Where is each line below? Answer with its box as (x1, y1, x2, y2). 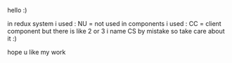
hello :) (7, 6, 27, 14)
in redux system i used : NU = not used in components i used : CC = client (7, 20, 221, 27)
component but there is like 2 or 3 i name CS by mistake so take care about (7, 27, 225, 35)
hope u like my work (7, 48, 66, 56)
